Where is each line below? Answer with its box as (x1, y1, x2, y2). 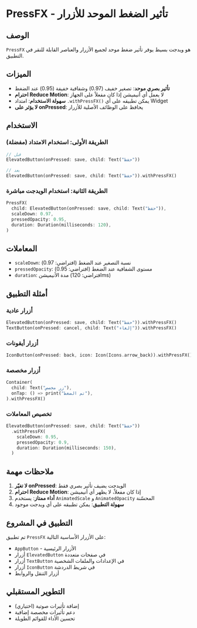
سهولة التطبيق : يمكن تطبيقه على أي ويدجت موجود (14, 501, 124, 508)
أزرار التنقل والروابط (14, 569, 60, 576)
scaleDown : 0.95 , (16, 434, 59, 440)
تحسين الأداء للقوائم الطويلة (14, 615, 75, 622)
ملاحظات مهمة (6, 467, 54, 477)
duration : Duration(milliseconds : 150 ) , (16, 445, 117, 451)
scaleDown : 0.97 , (11, 211, 54, 217)
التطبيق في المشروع (6, 518, 73, 528)
